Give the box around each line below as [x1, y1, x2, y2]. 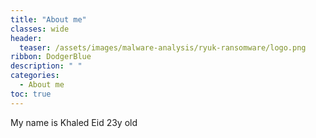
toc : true [10, 89, 52, 99]
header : [10, 33, 43, 43]
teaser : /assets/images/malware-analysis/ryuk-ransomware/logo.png [19, 42, 307, 53]
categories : [10, 71, 60, 81]
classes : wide [10, 24, 70, 34]
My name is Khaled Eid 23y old [10, 116, 138, 128]
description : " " [10, 61, 83, 71]
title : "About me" [10, 14, 87, 25]
